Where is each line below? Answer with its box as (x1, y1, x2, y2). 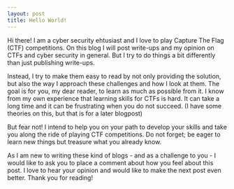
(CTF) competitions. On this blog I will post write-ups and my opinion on (7, 43, 214, 52)
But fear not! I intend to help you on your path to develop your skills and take (7, 122, 227, 131)
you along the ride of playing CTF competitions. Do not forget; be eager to (7, 130, 221, 139)
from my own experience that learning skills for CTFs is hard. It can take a (7, 94, 220, 102)
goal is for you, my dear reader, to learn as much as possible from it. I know (7, 87, 225, 95)
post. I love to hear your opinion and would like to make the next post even (7, 166, 221, 174)
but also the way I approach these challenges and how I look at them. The (7, 79, 220, 87)
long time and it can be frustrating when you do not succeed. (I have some (7, 101, 222, 110)
